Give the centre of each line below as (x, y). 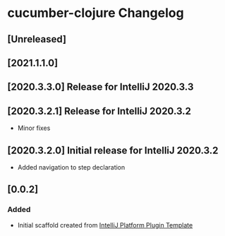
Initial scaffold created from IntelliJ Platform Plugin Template (105, 225)
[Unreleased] (37, 39)
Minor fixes (34, 128)
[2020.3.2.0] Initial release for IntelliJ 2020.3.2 (113, 150)
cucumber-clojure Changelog (96, 13)
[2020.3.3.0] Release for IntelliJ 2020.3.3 (101, 87)
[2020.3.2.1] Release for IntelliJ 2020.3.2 (99, 111)
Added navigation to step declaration (71, 167)
